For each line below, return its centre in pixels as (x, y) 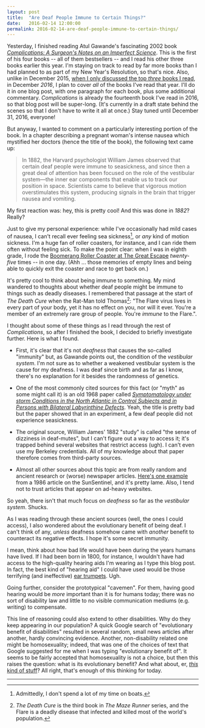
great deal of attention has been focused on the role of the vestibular (108, 173)
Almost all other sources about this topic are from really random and (101, 469)
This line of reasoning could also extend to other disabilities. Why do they (99, 619)
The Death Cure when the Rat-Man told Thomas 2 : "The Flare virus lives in (99, 300)
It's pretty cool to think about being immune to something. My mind (91, 280)
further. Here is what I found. (43, 338)
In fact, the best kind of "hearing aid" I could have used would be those (96, 569)
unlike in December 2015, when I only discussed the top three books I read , (101, 78)
